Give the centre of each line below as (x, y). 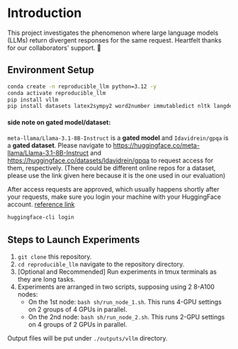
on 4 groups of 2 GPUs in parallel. (78, 325)
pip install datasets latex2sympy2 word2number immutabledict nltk (109, 106)
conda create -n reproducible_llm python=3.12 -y (82, 87)
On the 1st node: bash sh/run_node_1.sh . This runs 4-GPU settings (125, 302)
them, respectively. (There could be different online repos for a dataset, (112, 168)
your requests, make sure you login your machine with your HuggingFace (114, 197)
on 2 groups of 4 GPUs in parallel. (78, 309)
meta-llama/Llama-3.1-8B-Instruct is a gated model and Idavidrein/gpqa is (118, 138)
